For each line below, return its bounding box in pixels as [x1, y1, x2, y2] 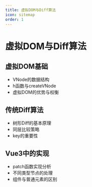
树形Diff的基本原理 [12, 120, 52, 126]
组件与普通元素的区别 [12, 176, 57, 182]
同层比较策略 [12, 127, 39, 133]
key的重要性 [12, 133, 38, 139]
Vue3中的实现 [5, 149, 50, 158]
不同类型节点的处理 [12, 170, 53, 176]
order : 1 [5, 17, 24, 22]
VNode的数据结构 [12, 77, 50, 83]
